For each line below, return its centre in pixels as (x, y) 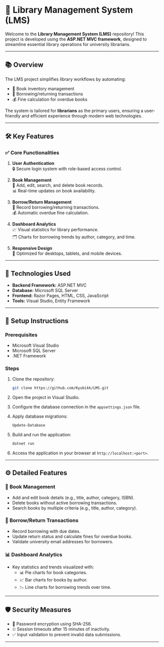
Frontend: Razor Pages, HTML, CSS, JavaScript (60, 296)
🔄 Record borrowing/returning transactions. (56, 207)
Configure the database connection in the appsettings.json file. (76, 407)
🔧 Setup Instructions (37, 321)
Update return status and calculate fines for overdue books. (72, 536)
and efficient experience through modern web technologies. (82, 116)
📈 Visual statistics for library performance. (55, 230)
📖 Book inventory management (43, 89)
